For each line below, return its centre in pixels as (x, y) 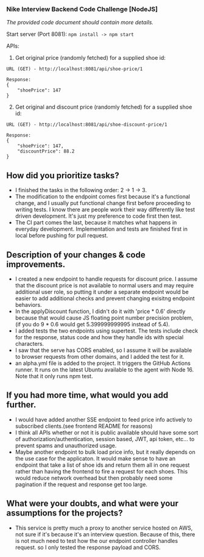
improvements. (36, 264)
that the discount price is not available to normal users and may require (104, 285)
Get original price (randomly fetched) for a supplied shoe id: (90, 58)
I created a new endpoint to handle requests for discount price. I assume (106, 279)
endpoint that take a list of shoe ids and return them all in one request (102, 465)
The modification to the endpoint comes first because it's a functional (103, 196)
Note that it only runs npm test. (54, 376)
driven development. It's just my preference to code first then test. (98, 216)
